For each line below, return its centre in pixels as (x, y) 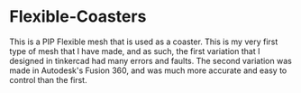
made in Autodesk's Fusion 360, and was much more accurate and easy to (148, 70)
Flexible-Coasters (78, 17)
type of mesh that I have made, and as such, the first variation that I (135, 51)
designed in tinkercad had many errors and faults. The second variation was (151, 60)
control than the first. (48, 79)
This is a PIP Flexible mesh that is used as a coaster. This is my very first (144, 42)
